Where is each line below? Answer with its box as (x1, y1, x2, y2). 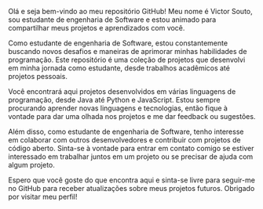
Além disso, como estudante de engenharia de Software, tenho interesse (8, 127, 244, 136)
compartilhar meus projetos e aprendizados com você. (8, 23, 185, 32)
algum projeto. (8, 160, 55, 169)
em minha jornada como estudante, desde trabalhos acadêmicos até (8, 63, 230, 73)
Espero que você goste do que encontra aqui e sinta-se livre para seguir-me (8, 175, 255, 185)
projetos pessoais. (8, 72, 68, 81)
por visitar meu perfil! (8, 192, 78, 201)
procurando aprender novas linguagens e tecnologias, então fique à (8, 103, 228, 113)
